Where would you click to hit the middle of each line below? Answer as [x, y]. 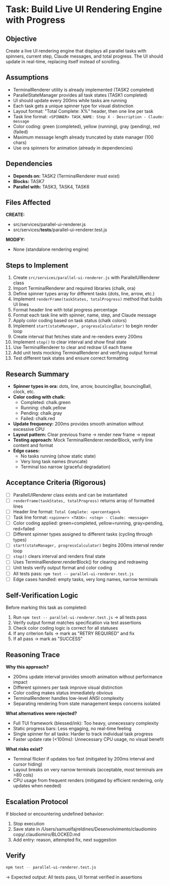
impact [20, 682]
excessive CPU [29, 429]
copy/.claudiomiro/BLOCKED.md [46, 834]
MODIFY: [15, 240]
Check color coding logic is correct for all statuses [65, 628]
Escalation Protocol [37, 802]
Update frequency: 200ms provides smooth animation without [78, 424]
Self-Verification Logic [42, 595]
